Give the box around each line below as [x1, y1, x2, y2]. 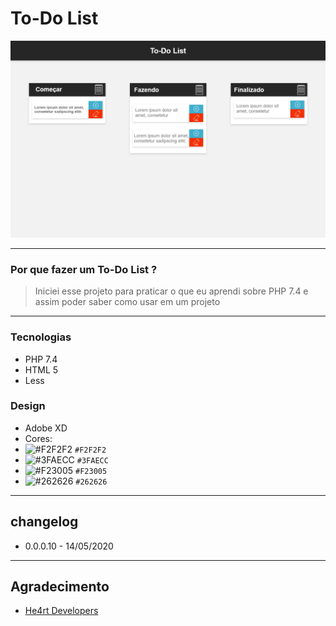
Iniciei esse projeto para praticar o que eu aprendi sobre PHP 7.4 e [34, 285, 309, 297]
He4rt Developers [24, 605, 99, 617]
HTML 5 [24, 363, 59, 376]
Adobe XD [24, 422, 68, 434]
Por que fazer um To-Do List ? [10, 262, 158, 276]
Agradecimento [10, 578, 110, 596]
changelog [10, 513, 79, 531]
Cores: [24, 432, 53, 444]
